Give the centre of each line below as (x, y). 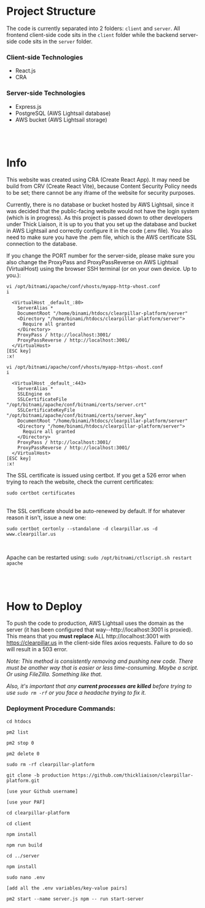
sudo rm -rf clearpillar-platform (51, 764)
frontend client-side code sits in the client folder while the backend (92, 34)
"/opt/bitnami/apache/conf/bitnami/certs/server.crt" (77, 405)
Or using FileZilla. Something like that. (54, 675)
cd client (19, 824)
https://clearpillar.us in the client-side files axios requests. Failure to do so (100, 643)
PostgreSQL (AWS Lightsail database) (63, 113)
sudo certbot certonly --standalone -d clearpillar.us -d (82, 529)
